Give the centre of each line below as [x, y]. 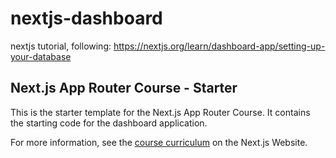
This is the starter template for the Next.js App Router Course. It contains [160, 112]
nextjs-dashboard [86, 18]
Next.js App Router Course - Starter [124, 88]
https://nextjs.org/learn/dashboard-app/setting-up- [219, 46]
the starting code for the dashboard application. [109, 123]
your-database [41, 56]
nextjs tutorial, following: [61, 46]
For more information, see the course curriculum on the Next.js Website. [159, 142]
